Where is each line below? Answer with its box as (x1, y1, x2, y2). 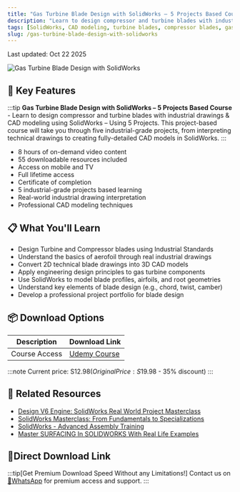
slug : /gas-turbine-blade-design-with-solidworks (7, 30, 159, 38)
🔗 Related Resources (7, 388, 101, 400)
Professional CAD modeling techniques (17, 201, 134, 209)
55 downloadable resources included (17, 155, 127, 164)
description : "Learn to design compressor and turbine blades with (7, 17, 213, 24)
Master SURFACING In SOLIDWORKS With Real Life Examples (17, 429, 199, 438)
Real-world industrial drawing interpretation (17, 194, 146, 202)
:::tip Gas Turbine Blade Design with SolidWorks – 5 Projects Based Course (7, 104, 232, 112)
